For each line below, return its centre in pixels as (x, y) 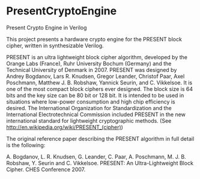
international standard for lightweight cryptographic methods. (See (89, 120)
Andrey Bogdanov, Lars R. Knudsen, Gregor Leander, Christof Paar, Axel (95, 76)
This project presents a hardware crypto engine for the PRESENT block (94, 39)
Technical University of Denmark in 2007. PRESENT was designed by (92, 69)
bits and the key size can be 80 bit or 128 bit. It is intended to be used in (95, 95)
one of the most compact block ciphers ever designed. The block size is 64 (100, 89)
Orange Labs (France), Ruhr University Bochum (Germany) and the (89, 63)
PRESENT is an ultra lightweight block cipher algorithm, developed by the (97, 57)
